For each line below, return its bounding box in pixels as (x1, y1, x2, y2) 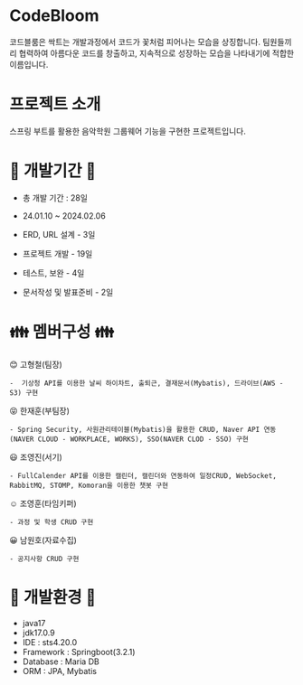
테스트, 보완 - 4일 (22, 267, 85, 278)
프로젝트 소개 (9, 94, 101, 115)
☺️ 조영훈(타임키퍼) (9, 498, 77, 509)
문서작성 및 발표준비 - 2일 (22, 286, 114, 297)
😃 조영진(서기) (9, 451, 63, 462)
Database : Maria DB (22, 656, 99, 667)
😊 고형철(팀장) (9, 359, 63, 370)
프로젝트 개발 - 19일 (22, 248, 93, 258)
